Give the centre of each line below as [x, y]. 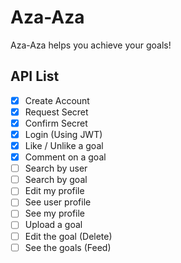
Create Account [57, 100]
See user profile [58, 202]
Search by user [56, 168]
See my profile [55, 213]
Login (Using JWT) [63, 134]
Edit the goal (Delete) [68, 236]
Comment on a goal [65, 157]
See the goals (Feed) [68, 247]
